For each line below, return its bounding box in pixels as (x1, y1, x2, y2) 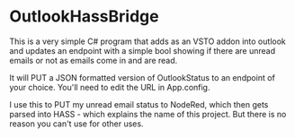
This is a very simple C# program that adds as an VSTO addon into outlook (9, 36, 286, 47)
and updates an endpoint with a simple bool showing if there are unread (9, 45, 276, 56)
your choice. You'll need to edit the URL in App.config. (9, 82, 210, 92)
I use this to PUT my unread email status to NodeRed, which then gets (9, 99, 269, 109)
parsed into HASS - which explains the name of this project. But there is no (9, 108, 287, 119)
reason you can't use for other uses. (9, 118, 144, 129)
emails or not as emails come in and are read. (9, 55, 178, 65)
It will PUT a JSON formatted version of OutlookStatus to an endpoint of (9, 72, 276, 82)
